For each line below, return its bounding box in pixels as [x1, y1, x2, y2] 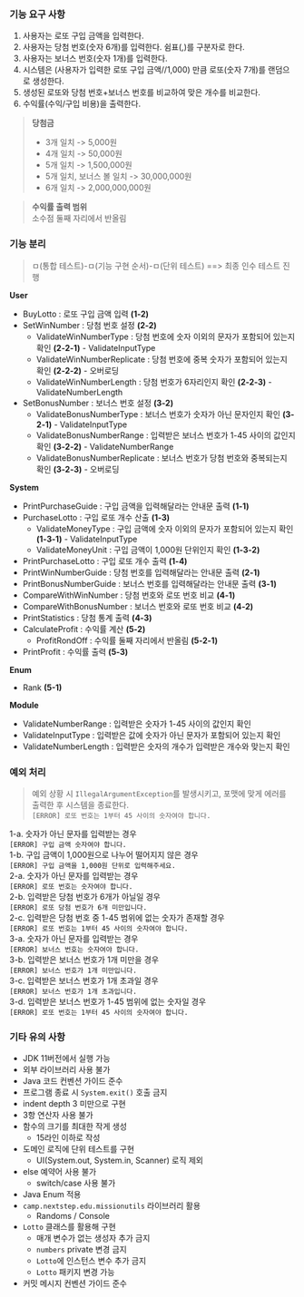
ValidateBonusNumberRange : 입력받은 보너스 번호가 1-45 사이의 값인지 [35, 429, 297, 441]
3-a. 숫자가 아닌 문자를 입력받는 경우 [9, 932, 139, 944]
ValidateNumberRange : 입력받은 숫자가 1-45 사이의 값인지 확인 [22, 718, 251, 729]
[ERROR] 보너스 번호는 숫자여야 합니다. [9, 945, 140, 954]
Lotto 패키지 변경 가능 [35, 1267, 115, 1278]
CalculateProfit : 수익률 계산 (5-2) [22, 623, 146, 634]
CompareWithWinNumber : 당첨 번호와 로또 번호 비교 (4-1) [22, 590, 236, 600]
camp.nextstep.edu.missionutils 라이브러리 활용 [22, 1200, 201, 1212]
